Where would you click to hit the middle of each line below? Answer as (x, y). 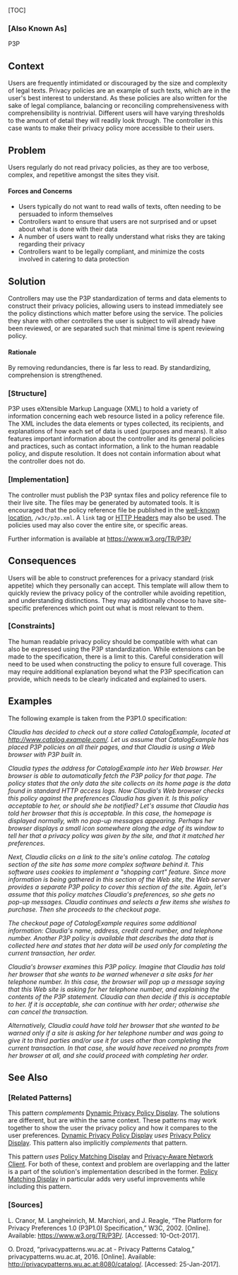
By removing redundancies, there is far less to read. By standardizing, (109, 368)
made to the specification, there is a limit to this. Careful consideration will (115, 657)
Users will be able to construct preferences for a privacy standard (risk (111, 577)
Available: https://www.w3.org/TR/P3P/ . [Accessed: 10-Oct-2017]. (104, 1235)
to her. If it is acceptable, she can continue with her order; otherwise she (114, 1004)
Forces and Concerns (40, 191)
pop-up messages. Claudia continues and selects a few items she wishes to (119, 902)
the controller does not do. (47, 461)
